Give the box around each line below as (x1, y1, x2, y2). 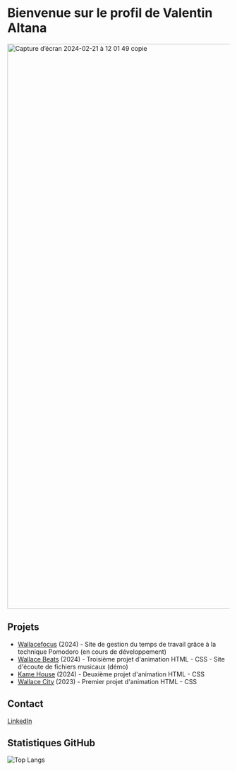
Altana (7, 20, 47, 36)
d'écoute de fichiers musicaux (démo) (17, 662, 128, 671)
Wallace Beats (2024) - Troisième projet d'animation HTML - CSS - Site (17, 655, 226, 663)
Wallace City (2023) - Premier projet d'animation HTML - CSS (17, 677, 197, 686)
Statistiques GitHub (7, 736, 96, 749)
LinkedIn (7, 717, 32, 725)
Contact (7, 698, 44, 710)
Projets (7, 621, 40, 633)
